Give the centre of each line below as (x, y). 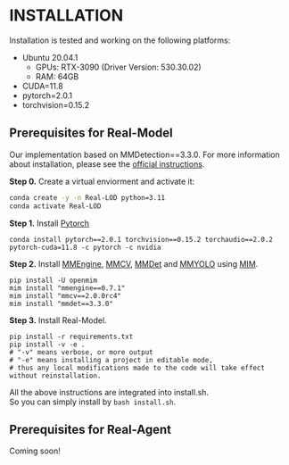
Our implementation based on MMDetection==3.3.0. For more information (144, 154)
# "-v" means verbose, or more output (81, 352)
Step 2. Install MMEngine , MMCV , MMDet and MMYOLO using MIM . (134, 263)
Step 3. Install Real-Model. (58, 320)
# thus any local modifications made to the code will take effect (137, 368)
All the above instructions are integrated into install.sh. (109, 392)
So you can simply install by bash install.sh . (93, 402)
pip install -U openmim (54, 280)
